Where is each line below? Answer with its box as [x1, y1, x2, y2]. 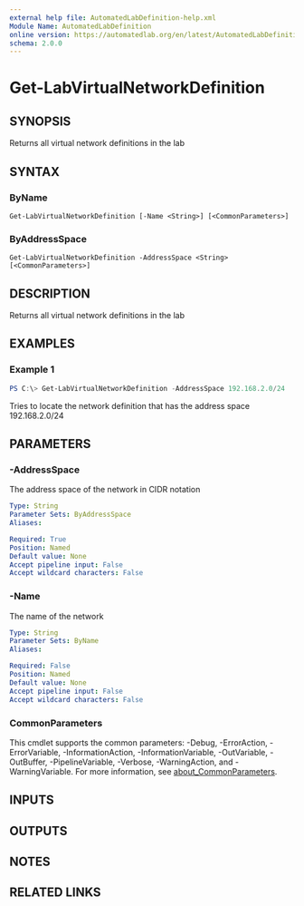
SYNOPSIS [9, 113, 71, 129]
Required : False [9, 661, 71, 671]
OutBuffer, [9, 756, 48, 767]
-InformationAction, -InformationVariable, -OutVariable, [62, 746, 269, 757]
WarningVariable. [9, 765, 74, 776]
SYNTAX [9, 164, 61, 180]
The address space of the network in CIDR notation [9, 484, 201, 495]
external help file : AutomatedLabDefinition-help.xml [9, 13, 217, 23]
